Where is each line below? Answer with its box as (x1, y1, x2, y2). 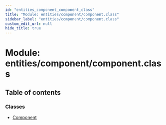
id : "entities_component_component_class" (5, 7, 95, 12)
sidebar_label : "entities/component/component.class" (5, 16, 120, 21)
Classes (5, 103, 25, 110)
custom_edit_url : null (5, 21, 52, 26)
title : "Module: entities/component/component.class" (5, 12, 120, 17)
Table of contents (5, 88, 61, 97)
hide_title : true (5, 26, 41, 31)
